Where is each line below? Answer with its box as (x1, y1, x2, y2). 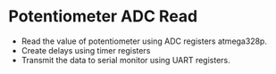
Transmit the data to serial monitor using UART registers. (21, 54, 231, 65)
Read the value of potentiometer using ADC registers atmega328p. (21, 36, 267, 46)
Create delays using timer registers (21, 45, 151, 55)
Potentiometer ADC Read (8, 6, 198, 27)
